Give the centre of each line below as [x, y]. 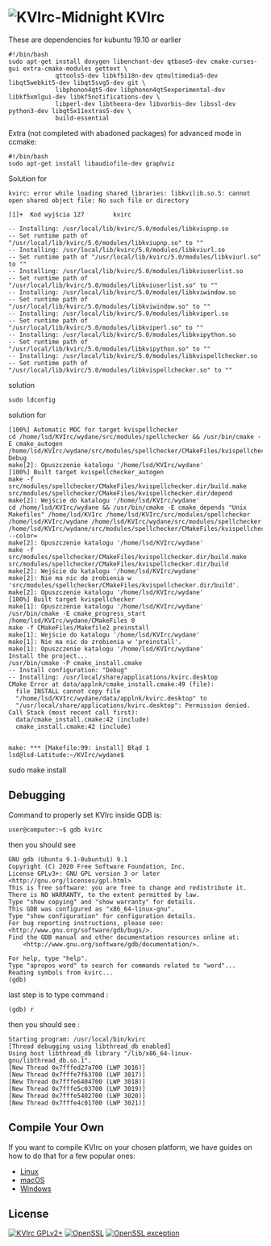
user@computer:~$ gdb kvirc [56, 829]
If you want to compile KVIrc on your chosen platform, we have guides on [130, 1147]
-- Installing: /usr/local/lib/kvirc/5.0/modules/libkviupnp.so [119, 229]
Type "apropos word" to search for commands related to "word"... [122, 966]
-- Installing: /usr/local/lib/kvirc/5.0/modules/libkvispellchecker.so [133, 356]
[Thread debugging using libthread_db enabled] [90, 1046]
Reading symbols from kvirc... [61, 972]
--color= [23, 536]
